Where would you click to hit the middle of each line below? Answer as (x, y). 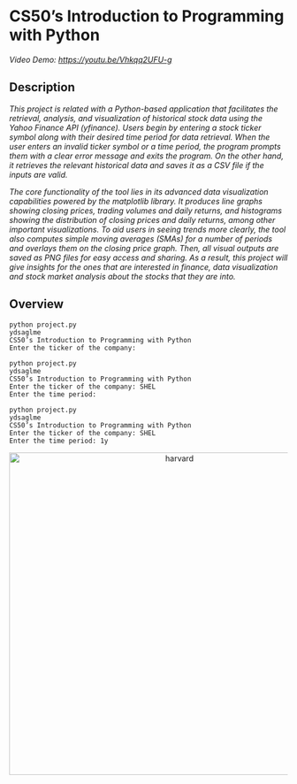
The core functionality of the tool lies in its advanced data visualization (139, 191)
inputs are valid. (38, 174)
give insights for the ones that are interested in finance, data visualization (144, 266)
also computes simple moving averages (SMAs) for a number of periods (141, 238)
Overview (37, 304)
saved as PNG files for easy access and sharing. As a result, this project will (148, 257)
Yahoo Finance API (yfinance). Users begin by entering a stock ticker (136, 127)
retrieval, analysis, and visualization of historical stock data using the (136, 118)
